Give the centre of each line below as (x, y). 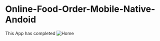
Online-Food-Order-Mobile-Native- (80, 9)
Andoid (21, 20)
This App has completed (30, 33)
